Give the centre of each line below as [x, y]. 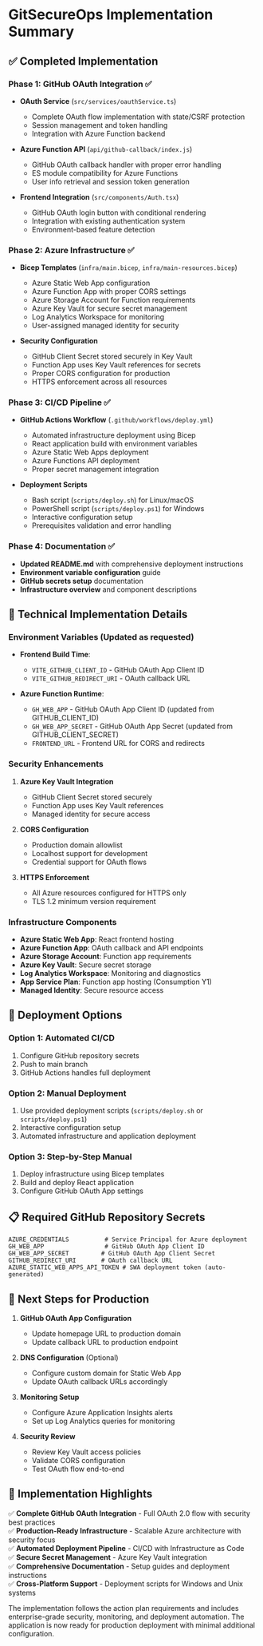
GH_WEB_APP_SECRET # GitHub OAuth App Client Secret [112, 1254]
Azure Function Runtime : [62, 694]
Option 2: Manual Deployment [67, 1093]
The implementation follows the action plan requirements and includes [124, 1608]
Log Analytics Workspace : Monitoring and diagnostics [110, 974]
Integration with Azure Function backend [98, 133]
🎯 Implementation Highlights [80, 1494]
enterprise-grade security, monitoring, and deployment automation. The [126, 1616]
